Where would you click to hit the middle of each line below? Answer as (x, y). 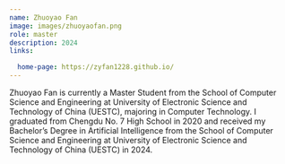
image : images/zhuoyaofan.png (66, 26)
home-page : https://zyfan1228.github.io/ (96, 67)
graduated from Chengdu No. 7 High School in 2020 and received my (138, 121)
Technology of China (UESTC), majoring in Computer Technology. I (133, 112)
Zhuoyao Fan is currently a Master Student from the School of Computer (143, 92)
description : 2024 (43, 43)
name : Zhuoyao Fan (43, 17)
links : (22, 51)
